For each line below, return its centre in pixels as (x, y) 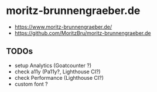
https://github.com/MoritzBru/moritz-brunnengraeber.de (83, 33)
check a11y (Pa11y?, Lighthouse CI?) (57, 72)
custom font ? (31, 84)
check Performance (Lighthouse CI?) (59, 77)
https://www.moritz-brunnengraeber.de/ (63, 27)
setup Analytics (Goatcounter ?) (53, 65)
